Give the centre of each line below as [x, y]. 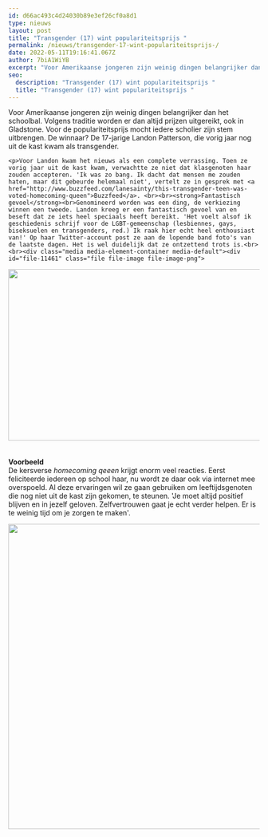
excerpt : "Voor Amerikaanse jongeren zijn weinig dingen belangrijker [128, 68]
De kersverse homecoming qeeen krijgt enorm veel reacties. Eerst [117, 471]
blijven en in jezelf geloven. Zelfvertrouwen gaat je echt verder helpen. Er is [132, 504]
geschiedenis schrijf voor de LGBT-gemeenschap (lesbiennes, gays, [123, 224]
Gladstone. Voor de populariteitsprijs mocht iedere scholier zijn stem [121, 129]
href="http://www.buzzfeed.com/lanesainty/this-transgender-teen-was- [128, 189]
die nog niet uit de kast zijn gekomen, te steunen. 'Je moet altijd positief [126, 496]
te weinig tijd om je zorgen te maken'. [69, 513]
